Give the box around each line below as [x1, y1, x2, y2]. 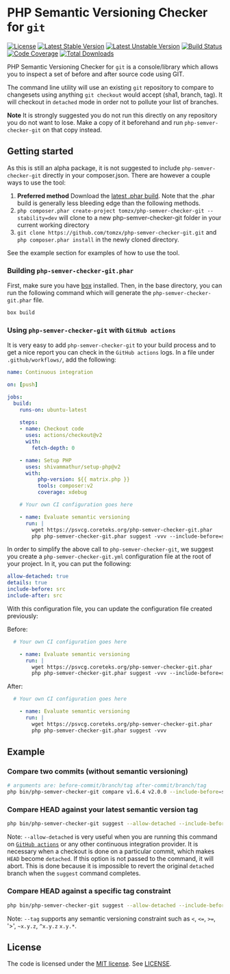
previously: [7, 612, 39, 620]
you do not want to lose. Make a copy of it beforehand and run [7, 118, 183, 126]
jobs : [7, 393, 23, 401]
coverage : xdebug [37, 489, 88, 496]
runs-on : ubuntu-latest [19, 406, 88, 413]
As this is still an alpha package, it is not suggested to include [7, 163, 181, 172]
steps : [19, 419, 38, 426]
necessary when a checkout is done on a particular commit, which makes [7, 847, 214, 855]
